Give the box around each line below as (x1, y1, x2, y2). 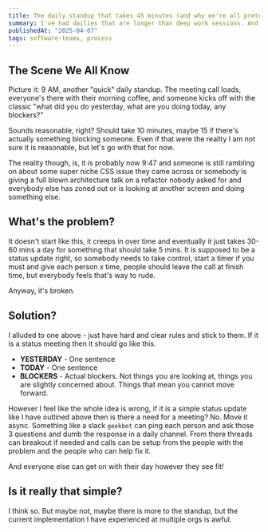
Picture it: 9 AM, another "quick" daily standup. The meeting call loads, (8, 85, 242, 94)
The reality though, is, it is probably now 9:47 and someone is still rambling (8, 158, 255, 168)
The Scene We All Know (8, 63, 130, 77)
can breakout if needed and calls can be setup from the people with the (8, 437, 244, 447)
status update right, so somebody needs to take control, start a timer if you (8, 253, 254, 263)
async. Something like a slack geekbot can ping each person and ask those (8, 420, 254, 430)
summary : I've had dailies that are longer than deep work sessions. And (8, 19, 259, 27)
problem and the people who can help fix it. (8, 446, 152, 455)
